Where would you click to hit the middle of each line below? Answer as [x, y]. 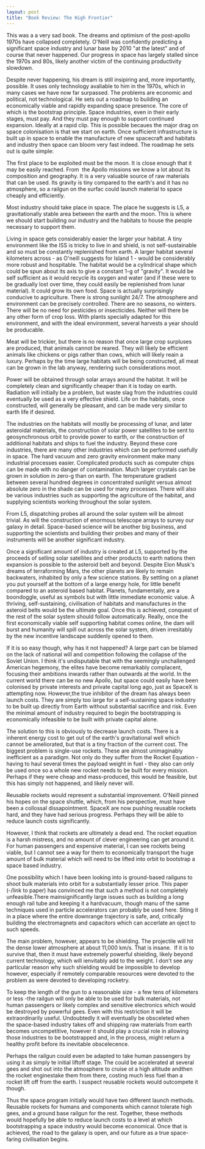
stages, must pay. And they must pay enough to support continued [90, 118]
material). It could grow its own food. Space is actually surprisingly [90, 291]
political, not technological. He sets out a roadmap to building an [87, 99]
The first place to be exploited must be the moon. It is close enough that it [99, 163]
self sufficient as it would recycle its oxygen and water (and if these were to [101, 277]
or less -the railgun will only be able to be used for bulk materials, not [93, 998]
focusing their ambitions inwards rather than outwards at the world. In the [99, 674]
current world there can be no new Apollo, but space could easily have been [102, 680]
